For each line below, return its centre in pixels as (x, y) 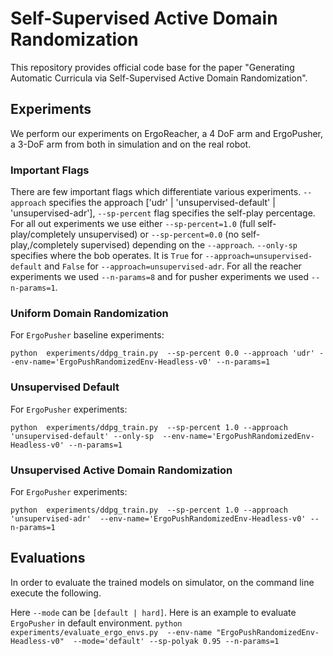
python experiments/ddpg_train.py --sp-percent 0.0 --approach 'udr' (162, 353)
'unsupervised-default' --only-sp (82, 436)
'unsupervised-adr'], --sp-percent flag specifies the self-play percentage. (163, 213)
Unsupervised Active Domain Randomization (121, 470)
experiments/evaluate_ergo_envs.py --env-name (111, 632)
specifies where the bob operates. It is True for (106, 256)
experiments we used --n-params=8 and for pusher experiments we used (160, 277)
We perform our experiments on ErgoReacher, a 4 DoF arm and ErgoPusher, (167, 133)
